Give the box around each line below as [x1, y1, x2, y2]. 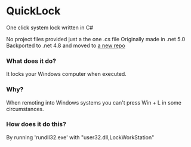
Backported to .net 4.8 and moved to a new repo [6, 42, 125, 49]
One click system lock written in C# [6, 24, 94, 31]
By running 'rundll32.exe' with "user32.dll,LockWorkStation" [6, 133, 155, 141]
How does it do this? [6, 120, 67, 128]
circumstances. [6, 105, 44, 112]
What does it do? [6, 57, 57, 65]
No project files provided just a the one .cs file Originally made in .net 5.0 [6, 35, 186, 42]
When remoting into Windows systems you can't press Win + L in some [6, 99, 182, 106]
